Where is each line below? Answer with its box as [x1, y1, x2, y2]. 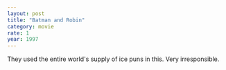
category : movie [7, 23, 54, 30]
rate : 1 [7, 29, 30, 37]
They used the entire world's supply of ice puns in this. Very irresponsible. [7, 55, 220, 63]
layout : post [7, 10, 45, 17]
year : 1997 [7, 36, 39, 43]
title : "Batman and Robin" [7, 17, 85, 24]
